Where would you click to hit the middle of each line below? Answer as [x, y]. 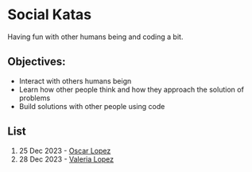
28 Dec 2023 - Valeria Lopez [66, 159]
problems [35, 98]
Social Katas [50, 15]
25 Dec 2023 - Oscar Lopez [65, 150]
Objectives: [37, 62]
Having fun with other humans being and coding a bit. [95, 37]
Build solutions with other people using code [92, 106]
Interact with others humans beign [75, 80]
